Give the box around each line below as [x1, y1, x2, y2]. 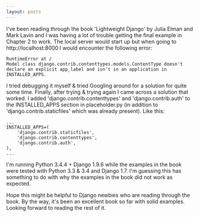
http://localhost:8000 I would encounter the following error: [6, 44, 152, 51]
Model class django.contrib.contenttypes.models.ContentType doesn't [6, 61, 183, 67]
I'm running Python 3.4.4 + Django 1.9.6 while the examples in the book [6, 161, 182, 168]
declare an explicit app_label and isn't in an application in [6, 66, 167, 72]
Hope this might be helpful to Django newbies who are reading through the [6, 191, 190, 198]
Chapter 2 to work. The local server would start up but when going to [6, 38, 177, 45]
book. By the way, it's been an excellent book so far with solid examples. [6, 198, 185, 205]
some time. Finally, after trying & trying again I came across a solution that [6, 88, 189, 96]
